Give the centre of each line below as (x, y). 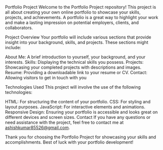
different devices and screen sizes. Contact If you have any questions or (78, 117)
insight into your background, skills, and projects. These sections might (77, 42)
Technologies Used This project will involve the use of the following (73, 87)
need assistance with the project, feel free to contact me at (64, 122)
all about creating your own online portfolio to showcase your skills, (73, 12)
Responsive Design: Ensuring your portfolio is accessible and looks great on (81, 112)
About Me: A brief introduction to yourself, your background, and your (75, 57)
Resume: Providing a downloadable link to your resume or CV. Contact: (76, 72)
